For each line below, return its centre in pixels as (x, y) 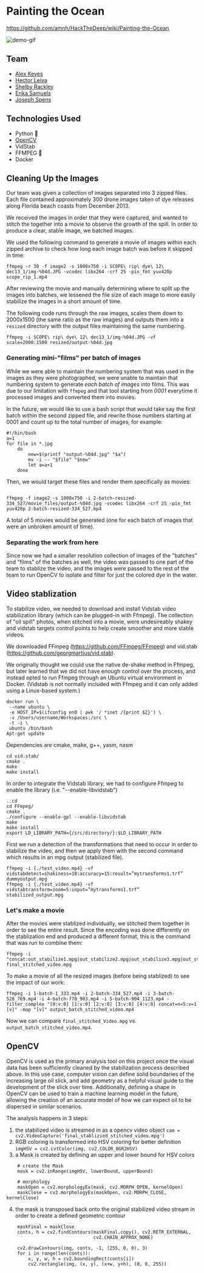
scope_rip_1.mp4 (27, 277)
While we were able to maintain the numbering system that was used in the (100, 371)
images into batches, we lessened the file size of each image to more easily (101, 295)
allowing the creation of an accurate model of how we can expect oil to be (99, 1099)
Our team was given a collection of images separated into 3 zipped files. (97, 193)
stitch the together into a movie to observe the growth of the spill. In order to (102, 224)
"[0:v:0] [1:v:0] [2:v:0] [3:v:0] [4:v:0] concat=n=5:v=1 (122, 1005)
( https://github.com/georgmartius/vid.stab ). (61, 653)
